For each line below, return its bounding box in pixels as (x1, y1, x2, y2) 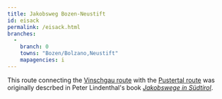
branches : (7, 30, 37, 37)
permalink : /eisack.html (7, 23, 81, 30)
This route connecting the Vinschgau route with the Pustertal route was (7, 76, 216, 84)
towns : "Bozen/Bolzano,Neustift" (20, 50, 119, 57)
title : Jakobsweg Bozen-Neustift (7, 10, 106, 18)
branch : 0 (20, 43, 49, 50)
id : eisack (7, 17, 40, 24)
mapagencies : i (20, 57, 65, 64)
